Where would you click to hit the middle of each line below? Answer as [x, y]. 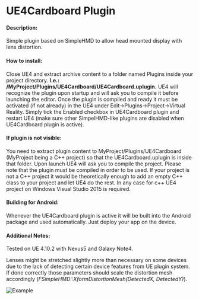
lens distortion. [24, 47]
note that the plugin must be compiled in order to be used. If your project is [98, 170]
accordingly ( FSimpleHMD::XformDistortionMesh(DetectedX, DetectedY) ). [97, 279]
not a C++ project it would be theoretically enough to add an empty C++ [94, 176]
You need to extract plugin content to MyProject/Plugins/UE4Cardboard [94, 151]
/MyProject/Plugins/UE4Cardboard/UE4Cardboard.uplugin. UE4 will [92, 87]
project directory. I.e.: [33, 80]
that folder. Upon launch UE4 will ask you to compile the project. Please [94, 164]
